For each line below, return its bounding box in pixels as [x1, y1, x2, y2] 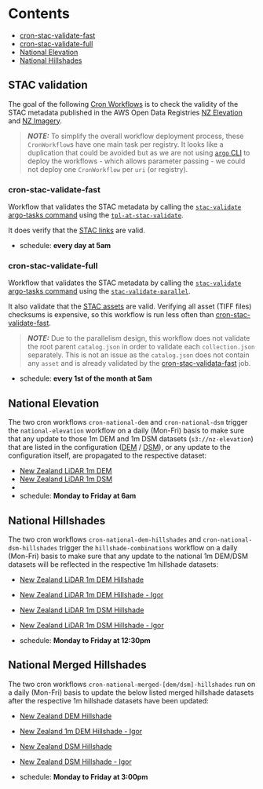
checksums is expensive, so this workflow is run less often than [8, 310, 214, 320]
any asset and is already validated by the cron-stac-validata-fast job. [27, 359, 251, 368]
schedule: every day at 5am [19, 241, 111, 250]
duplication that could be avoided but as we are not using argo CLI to [27, 148, 250, 157]
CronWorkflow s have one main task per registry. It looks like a [27, 139, 224, 149]
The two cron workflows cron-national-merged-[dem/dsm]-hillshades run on [8, 679, 256, 689]
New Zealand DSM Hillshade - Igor [19, 757, 132, 766]
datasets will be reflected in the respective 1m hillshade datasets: [8, 559, 219, 569]
